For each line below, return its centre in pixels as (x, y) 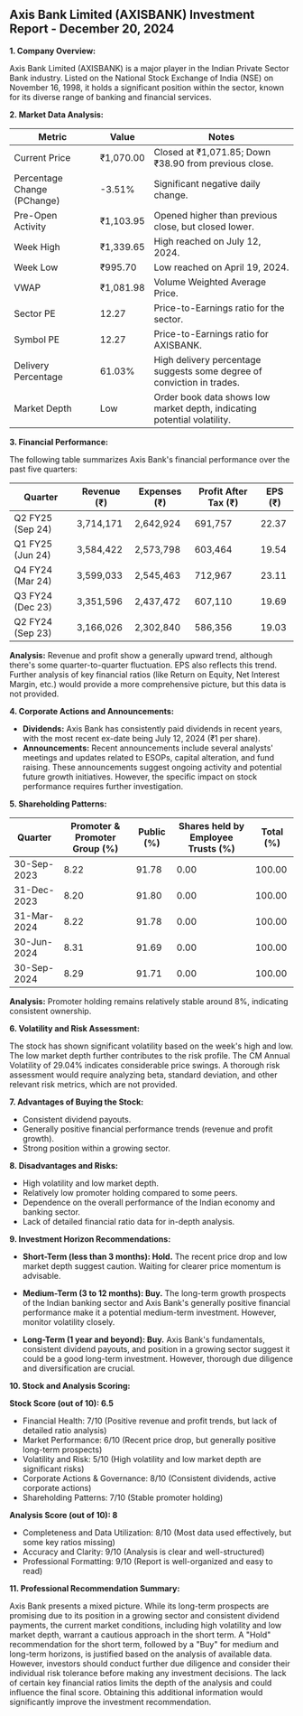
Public (152, 832)
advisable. (41, 1275)
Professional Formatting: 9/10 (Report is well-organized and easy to (147, 1561)
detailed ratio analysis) (64, 1430)
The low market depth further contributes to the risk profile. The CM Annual (150, 1055)
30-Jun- (33, 941)
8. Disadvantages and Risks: (64, 1165)
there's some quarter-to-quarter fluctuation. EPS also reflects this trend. (143, 665)
